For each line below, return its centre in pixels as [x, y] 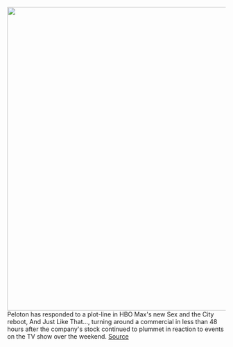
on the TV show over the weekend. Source [68, 336]
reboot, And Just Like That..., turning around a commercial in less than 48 [112, 322]
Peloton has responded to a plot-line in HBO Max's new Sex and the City [111, 314]
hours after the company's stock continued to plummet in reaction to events [115, 329]
